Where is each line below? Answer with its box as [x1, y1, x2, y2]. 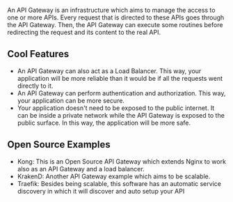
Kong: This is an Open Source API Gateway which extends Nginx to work [17, 157, 226, 166]
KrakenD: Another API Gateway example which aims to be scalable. [17, 172, 211, 180]
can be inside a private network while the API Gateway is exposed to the [17, 111, 225, 119]
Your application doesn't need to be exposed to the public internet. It [17, 104, 215, 112]
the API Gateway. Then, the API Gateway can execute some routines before [7, 21, 223, 29]
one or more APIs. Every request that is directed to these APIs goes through [7, 13, 225, 22]
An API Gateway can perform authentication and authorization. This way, [17, 88, 226, 97]
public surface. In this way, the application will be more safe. [17, 118, 191, 127]
